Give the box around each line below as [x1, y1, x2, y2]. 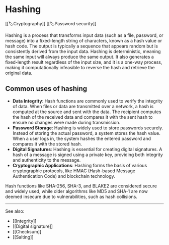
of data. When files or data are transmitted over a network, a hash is [12, 103, 154, 109]
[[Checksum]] [12, 228, 42, 234]
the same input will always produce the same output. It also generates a [5, 54, 154, 60]
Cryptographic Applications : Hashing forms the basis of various [12, 162, 147, 168]
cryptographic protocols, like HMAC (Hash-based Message [12, 168, 136, 174]
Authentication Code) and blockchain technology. [12, 173, 116, 179]
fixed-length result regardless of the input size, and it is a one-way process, [5, 59, 162, 65]
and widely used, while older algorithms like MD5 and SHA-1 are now [5, 188, 148, 194]
